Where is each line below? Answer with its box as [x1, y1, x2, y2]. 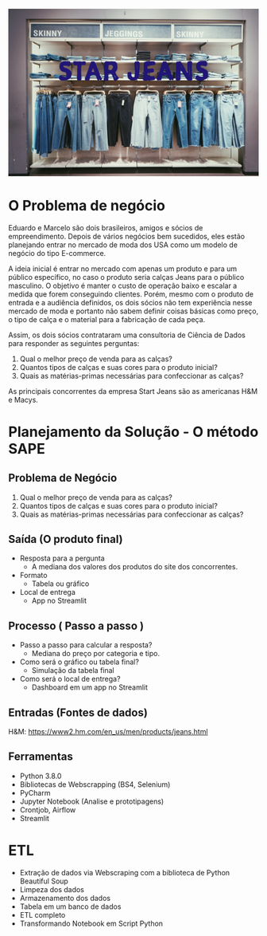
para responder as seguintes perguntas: [8, 338, 140, 348]
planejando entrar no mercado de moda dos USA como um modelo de [8, 240, 238, 250]
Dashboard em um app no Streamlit [31, 682, 149, 692]
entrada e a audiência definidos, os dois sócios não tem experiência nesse [8, 297, 253, 307]
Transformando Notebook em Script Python [19, 918, 164, 928]
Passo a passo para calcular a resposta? [19, 640, 153, 650]
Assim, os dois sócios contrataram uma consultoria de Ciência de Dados [8, 330, 246, 340]
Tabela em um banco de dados [19, 902, 122, 911]
